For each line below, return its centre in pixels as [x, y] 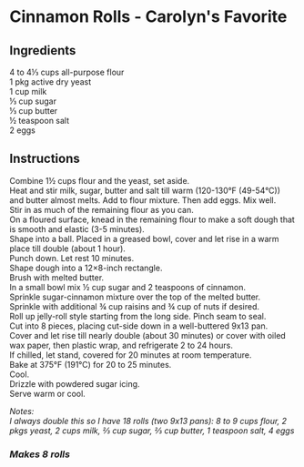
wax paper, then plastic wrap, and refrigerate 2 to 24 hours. [122, 345]
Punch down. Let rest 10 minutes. [72, 258]
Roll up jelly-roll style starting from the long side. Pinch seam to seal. [138, 316]
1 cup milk [28, 91]
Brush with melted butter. [57, 277]
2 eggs [23, 130]
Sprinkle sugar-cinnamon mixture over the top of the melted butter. [135, 297]
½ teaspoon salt [40, 121]
